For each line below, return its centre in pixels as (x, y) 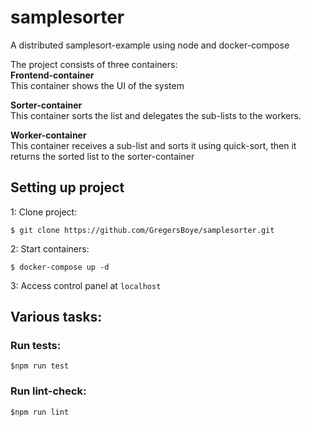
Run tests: (36, 346)
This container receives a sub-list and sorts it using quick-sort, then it (153, 145)
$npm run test (40, 366)
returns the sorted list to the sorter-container (102, 156)
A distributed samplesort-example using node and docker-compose (150, 45)
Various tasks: (56, 317)
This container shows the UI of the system (97, 85)
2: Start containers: (50, 248)
